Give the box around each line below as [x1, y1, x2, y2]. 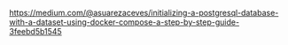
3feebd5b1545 [9, 26, 62, 36]
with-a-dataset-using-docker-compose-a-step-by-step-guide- [9, 17, 240, 27]
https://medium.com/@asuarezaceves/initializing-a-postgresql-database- [9, 8, 279, 18]
